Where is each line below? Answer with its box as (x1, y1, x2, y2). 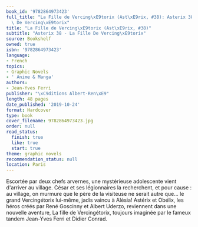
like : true (11, 139, 38, 146)
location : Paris (6, 162, 46, 168)
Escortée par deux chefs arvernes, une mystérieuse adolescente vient (6, 178, 177, 185)
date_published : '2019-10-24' (6, 101, 81, 108)
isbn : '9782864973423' (6, 47, 62, 53)
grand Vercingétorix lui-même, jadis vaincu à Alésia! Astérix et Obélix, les (6, 196, 184, 203)
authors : (6, 80, 28, 86)
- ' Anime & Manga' (6, 74, 54, 80)
